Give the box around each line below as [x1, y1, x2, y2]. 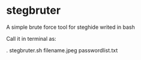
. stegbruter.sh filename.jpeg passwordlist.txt [6, 46, 118, 54]
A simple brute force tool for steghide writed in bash [6, 23, 135, 31]
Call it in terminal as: [6, 35, 56, 42]
